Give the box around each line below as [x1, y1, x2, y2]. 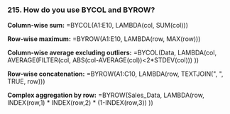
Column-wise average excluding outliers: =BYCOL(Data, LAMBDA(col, [7, 48, 217, 57]
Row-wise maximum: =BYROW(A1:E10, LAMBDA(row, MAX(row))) [7, 35, 201, 43]
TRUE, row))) [7, 77, 45, 86]
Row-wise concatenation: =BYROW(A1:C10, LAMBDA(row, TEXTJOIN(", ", [7, 69, 224, 79]
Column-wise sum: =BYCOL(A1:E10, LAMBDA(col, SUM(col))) [7, 21, 188, 30]
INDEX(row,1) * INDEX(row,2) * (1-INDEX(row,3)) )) [7, 98, 154, 107]
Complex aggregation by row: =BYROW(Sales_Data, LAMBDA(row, [7, 91, 204, 100]
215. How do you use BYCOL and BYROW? [7, 5, 155, 15]
